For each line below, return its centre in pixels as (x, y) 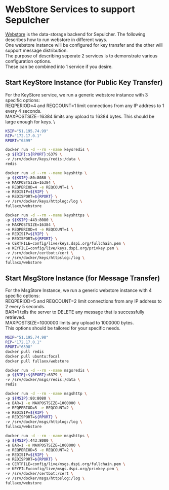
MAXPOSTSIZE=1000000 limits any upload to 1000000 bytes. (70, 323)
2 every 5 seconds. (25, 307)
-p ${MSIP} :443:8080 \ (29, 440)
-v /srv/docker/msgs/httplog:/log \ (44, 422)
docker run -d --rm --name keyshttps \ (47, 215)
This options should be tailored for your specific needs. (63, 328)
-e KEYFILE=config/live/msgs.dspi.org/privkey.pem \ (62, 469)
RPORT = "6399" (19, 141)
